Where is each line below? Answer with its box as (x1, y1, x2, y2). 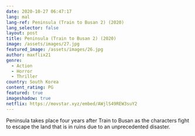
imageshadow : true (6, 95, 51, 101)
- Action (11, 62, 33, 69)
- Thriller (11, 74, 38, 79)
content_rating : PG (6, 85, 54, 90)
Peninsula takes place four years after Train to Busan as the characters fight (6, 117, 189, 124)
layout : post (6, 30, 38, 36)
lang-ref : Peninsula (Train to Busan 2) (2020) (6, 19, 125, 25)
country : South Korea (6, 79, 59, 85)
